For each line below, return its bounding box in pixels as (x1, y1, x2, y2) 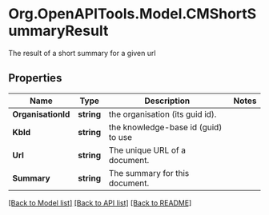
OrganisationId (12, 109, 70, 120)
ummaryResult (8, 22, 109, 40)
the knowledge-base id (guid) (108, 121, 223, 133)
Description (144, 95, 191, 106)
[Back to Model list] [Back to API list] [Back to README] (8, 197, 192, 208)
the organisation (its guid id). (108, 109, 217, 120)
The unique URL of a (108, 145, 187, 156)
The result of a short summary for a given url (8, 48, 156, 58)
